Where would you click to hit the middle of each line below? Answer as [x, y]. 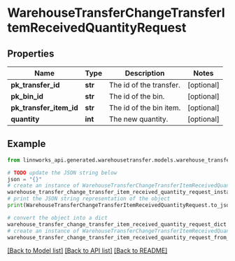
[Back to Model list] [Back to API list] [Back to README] [87, 251]
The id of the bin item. [145, 108]
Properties [31, 54]
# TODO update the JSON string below [62, 173]
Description [145, 73]
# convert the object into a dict [58, 218]
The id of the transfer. [144, 85]
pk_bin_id [27, 96]
